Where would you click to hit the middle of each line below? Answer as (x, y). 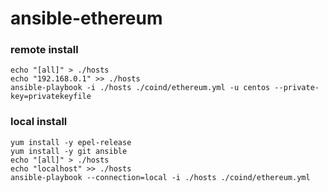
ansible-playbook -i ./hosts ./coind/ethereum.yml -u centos (140, 88)
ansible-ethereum (86, 18)
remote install (44, 50)
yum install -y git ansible (69, 151)
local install (39, 122)
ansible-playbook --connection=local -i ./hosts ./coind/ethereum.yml (160, 177)
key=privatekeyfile (51, 97)
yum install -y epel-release (71, 142)
